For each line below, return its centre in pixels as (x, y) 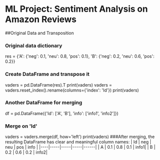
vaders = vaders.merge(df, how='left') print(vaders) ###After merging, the (80, 137)
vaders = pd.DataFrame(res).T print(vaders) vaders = (59, 85)
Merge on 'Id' (21, 126)
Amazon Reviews (41, 19)
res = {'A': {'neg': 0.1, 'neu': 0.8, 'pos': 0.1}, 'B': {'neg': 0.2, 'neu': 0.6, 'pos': (80, 56)
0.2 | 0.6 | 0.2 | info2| (26, 152)
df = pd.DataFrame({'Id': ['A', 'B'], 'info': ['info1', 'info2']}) (62, 113)
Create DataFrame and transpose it (47, 74)
